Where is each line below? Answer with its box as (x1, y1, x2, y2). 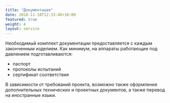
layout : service (5, 26, 40, 31)
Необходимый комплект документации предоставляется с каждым (5, 40, 153, 46)
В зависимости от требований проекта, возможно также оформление (5, 82, 158, 88)
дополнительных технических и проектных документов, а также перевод (5, 87, 165, 93)
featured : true (5, 17, 38, 22)
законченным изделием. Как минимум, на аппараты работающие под (5, 46, 158, 52)
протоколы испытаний (12, 66, 61, 73)
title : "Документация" (5, 7, 53, 13)
